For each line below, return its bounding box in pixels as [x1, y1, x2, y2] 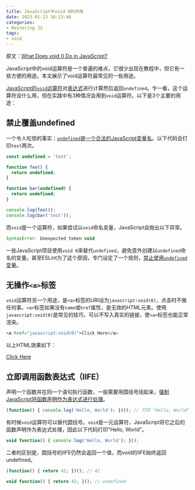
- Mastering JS [6, 25, 43, 31]
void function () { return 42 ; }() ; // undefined [6, 478, 126, 484]
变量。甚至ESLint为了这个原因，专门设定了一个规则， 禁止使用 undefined [16, 254, 187, 261]
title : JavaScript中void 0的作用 [6, 8, 84, 15]
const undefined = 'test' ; [6, 153, 72, 160]
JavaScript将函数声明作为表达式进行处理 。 [6, 396, 109, 403]
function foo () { [6, 164, 48, 170]
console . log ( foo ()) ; [6, 207, 56, 213]
